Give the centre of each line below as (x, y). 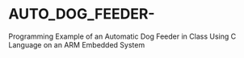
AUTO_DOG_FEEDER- (82, 14)
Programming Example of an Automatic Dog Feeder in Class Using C (122, 36)
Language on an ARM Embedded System (77, 44)
